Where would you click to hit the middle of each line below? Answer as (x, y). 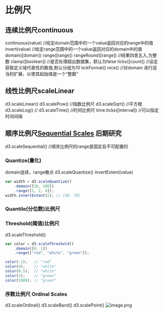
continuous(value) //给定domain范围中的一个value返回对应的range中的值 (79, 43)
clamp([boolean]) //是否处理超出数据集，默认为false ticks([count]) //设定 (84, 62)
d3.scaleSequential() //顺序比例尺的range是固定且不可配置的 (67, 146)
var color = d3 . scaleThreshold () (40, 244)
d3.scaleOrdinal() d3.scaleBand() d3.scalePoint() (55, 305)
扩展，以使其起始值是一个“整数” (46, 74)
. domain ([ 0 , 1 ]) (31, 249)
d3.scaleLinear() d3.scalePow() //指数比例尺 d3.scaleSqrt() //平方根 (74, 104)
